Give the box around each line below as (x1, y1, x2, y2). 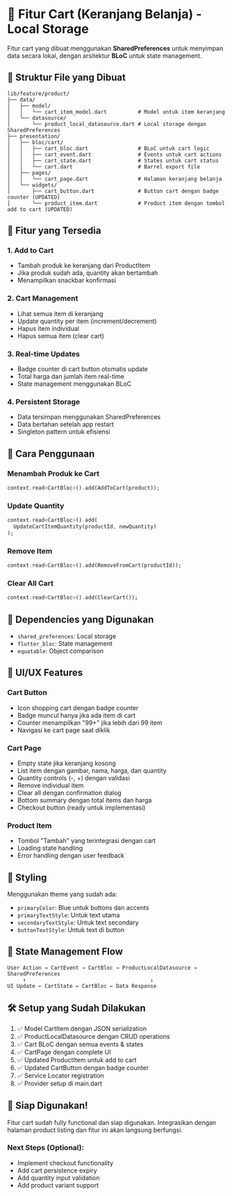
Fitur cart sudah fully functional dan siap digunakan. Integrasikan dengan (7, 1118, 217, 1126)
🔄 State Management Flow (7, 946, 124, 958)
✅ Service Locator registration (17, 1071, 104, 1080)
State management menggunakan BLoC (17, 379, 132, 388)
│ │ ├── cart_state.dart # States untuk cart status (7, 157, 219, 164)
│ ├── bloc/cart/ (7, 139, 64, 145)
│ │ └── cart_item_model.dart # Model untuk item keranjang (7, 108, 226, 116)
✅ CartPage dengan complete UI (17, 1048, 111, 1056)
